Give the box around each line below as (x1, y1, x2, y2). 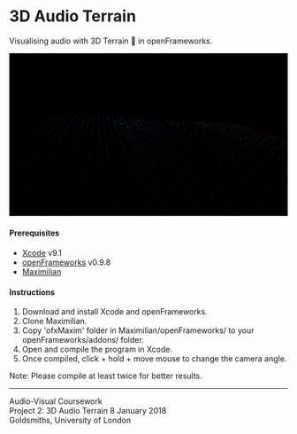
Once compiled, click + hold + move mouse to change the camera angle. (21, 353, 287, 364)
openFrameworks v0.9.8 (21, 257, 111, 267)
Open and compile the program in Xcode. (21, 344, 172, 355)
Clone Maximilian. (21, 316, 88, 327)
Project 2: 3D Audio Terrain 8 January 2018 (9, 406, 167, 416)
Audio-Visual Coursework (9, 396, 103, 407)
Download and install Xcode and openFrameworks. (21, 306, 208, 317)
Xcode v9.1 (21, 247, 62, 258)
